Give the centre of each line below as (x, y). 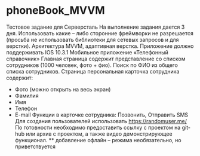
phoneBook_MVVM (56, 10)
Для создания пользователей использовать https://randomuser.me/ (101, 121)
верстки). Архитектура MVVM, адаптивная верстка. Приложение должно (100, 46)
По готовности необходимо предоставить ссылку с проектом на (98, 127)
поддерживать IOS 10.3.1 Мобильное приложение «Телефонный (87, 52)
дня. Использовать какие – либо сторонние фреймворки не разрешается (100, 33)
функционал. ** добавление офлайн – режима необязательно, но (98, 140)
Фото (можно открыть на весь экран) (63, 89)
